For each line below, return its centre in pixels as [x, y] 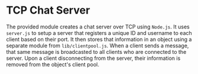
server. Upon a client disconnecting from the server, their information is [93, 58]
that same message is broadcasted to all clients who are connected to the [96, 52]
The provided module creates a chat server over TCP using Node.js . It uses [98, 27]
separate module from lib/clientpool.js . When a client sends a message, [98, 46]
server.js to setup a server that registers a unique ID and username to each [99, 33]
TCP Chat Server [48, 10]
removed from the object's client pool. [53, 64]
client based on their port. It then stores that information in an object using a [99, 39]
